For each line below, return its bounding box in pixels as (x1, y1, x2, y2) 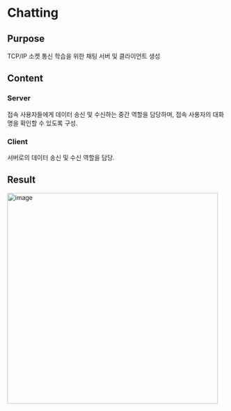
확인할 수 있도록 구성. (19, 118, 78, 127)
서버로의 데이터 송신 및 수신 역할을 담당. (7, 153, 115, 162)
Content (7, 72, 44, 84)
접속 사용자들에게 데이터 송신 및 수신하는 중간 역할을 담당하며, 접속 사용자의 (7, 110, 212, 118)
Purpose (7, 33, 45, 45)
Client (7, 137, 28, 146)
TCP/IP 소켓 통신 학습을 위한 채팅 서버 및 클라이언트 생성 (7, 52, 161, 60)
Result (7, 174, 36, 186)
